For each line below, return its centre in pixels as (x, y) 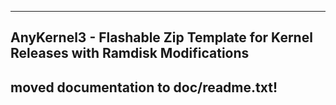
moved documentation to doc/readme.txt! (144, 87)
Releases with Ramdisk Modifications (130, 53)
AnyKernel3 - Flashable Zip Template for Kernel (161, 37)
